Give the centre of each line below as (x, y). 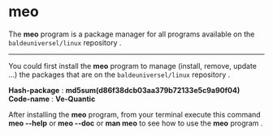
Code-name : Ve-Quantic (52, 99)
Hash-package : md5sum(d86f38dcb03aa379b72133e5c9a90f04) (124, 90)
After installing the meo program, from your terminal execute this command (135, 114)
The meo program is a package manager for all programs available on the (132, 34)
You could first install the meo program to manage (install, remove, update (133, 66)
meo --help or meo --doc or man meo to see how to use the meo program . (136, 123)
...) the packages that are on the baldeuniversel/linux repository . (119, 74)
